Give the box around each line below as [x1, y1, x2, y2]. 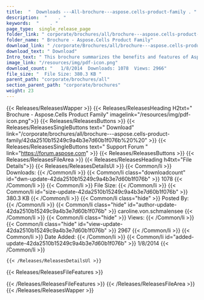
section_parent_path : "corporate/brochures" [6, 82, 121, 88]
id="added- [165, 233, 194, 240]
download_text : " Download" [6, 48, 78, 55]
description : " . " [6, 15, 67, 21]
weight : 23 [6, 88, 34, 94]
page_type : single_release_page [6, 25, 91, 32]
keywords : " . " [6, 20, 59, 26]
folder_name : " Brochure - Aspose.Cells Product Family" [6, 37, 154, 43]
